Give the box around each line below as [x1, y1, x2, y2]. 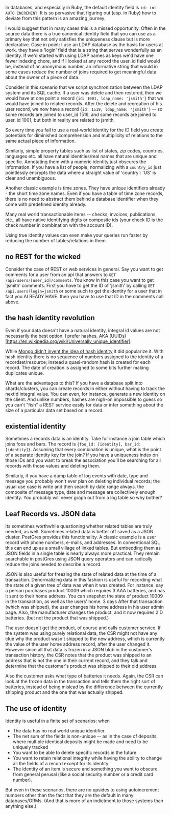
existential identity [5, 422, 66, 431]
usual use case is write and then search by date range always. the [5, 483, 144, 490]
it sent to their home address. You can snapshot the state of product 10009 [5, 593, 163, 599]
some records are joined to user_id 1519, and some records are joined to [5, 111, 157, 118]
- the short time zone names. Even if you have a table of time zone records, [5, 190, 164, 197]
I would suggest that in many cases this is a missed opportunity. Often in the [5, 25, 166, 31]
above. [5, 299, 20, 305]
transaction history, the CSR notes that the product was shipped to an [5, 652, 152, 658]
